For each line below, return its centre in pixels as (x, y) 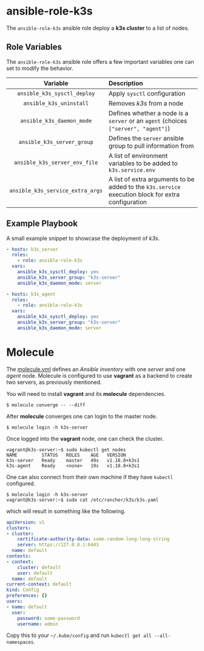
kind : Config (23, 590)
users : (15, 601)
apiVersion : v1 (25, 522)
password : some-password (49, 618)
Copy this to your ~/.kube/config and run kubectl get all (79, 635)
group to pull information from (151, 146)
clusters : (19, 528)
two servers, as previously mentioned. (54, 382)
